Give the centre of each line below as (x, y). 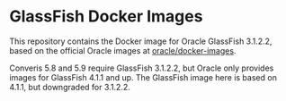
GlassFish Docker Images (106, 17)
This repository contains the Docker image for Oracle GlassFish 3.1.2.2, (141, 41)
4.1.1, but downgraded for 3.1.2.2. (70, 87)
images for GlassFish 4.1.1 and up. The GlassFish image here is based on (143, 77)
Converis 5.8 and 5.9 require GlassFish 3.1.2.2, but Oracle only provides (142, 68)
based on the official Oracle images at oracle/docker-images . (123, 50)
